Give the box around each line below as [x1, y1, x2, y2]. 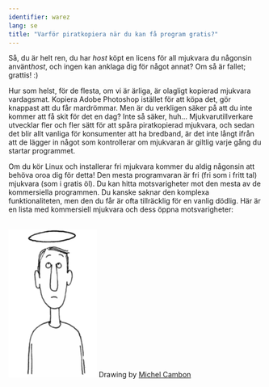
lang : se [8, 21, 38, 30]
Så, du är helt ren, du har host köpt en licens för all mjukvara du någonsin [8, 53, 252, 63]
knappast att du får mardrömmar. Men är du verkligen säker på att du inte [8, 103, 253, 113]
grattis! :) [8, 70, 39, 80]
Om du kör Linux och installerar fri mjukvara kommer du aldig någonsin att [8, 162, 255, 171]
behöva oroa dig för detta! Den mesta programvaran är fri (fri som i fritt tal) [8, 170, 258, 180]
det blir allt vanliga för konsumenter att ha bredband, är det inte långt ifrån [8, 129, 254, 139]
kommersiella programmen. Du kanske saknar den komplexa [8, 187, 210, 197]
